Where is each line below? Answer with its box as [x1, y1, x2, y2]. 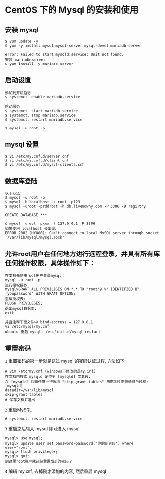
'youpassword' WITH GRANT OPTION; [5, 291, 76, 296]
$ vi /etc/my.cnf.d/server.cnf [5, 154, 69, 159]
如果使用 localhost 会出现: [5, 226, 57, 231]
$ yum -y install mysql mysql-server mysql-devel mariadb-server [5, 43, 141, 48]
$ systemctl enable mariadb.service [5, 95, 80, 99]
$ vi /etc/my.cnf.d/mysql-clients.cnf [5, 162, 84, 167]
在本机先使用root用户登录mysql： [5, 273, 65, 278]
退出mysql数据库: [5, 306, 37, 311]
